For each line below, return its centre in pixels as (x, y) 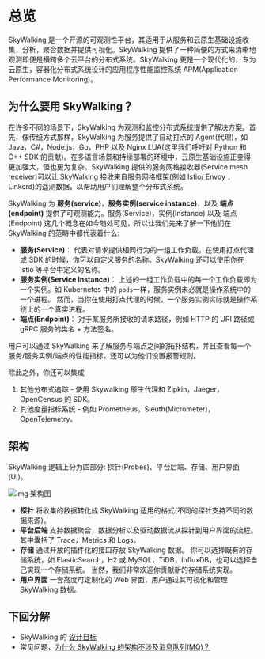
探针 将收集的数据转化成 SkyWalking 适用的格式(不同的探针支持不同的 (133, 510)
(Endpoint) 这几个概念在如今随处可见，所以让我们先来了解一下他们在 (120, 223)
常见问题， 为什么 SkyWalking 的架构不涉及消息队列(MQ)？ (115, 647)
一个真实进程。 (65, 309)
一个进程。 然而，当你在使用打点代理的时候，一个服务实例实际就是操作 (135, 299)
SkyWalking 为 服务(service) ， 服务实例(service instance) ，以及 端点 (121, 203)
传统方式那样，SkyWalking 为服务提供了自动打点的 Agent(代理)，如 (138, 137)
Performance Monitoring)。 (53, 79)
